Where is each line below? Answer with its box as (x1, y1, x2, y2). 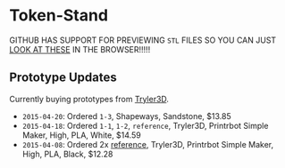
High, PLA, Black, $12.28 (21, 148, 113, 159)
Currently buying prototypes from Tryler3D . (9, 93, 170, 104)
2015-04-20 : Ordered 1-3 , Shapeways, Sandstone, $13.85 (21, 110, 231, 121)
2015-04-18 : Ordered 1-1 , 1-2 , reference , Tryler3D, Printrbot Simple (21, 120, 269, 131)
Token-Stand (9, 5, 109, 26)
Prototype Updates (9, 70, 118, 85)
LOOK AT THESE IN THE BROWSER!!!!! (9, 44, 151, 54)
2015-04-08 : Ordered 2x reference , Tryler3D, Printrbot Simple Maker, (21, 139, 274, 149)
